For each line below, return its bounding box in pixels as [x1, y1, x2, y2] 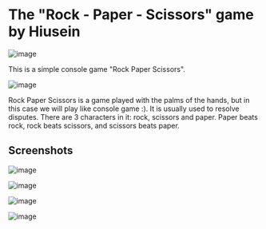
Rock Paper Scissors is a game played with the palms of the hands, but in [8, 95, 250, 105]
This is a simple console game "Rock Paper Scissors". [8, 64, 186, 73]
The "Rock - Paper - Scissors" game [8, 6, 254, 24]
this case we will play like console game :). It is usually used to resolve [8, 104, 240, 113]
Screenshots [8, 144, 73, 157]
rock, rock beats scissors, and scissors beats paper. [8, 120, 180, 130]
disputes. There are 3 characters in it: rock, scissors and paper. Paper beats [8, 112, 258, 121]
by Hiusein [8, 22, 81, 41]
